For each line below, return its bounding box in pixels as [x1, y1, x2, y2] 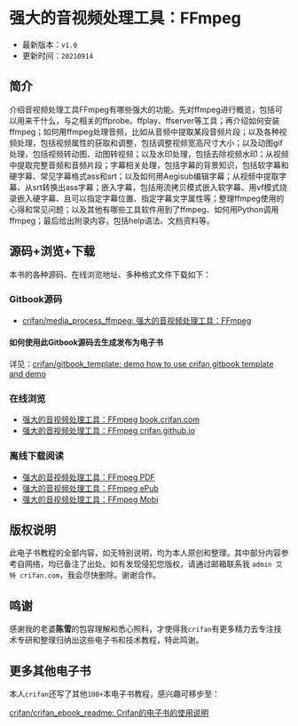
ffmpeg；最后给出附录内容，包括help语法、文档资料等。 [9, 215, 215, 226]
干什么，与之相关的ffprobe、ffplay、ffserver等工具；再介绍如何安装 [32, 115, 280, 125]
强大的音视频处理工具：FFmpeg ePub [21, 483, 160, 493]
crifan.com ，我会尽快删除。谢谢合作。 [20, 570, 161, 580]
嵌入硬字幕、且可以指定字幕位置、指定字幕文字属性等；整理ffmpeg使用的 [16, 193, 285, 203]
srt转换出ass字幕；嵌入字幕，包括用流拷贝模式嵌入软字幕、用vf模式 [32, 181, 280, 192]
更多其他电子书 [9, 663, 91, 678]
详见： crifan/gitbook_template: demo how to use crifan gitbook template [9, 359, 274, 370]
